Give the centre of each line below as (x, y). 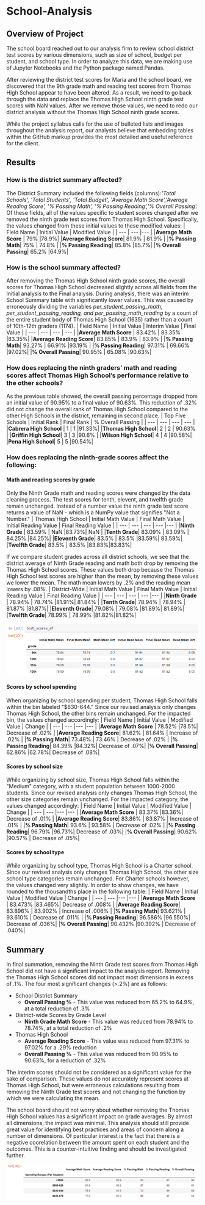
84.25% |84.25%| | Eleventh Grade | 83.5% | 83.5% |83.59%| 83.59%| (95, 539)
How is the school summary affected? (63, 267)
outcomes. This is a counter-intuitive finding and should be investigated (96, 1149)
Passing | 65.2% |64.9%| (38, 251)
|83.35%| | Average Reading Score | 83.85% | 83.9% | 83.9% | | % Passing (100, 339)
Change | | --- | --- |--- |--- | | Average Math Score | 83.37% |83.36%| (95, 812)
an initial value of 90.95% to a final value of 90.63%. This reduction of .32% (102, 403)
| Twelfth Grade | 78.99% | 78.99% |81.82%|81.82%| (71, 615)
